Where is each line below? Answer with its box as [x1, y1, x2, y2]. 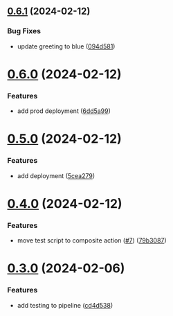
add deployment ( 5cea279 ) [17, 171, 95, 179]
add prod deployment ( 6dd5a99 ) [17, 107, 111, 115]
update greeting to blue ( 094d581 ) [17, 42, 116, 51]
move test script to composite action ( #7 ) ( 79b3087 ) [17, 236, 167, 245]
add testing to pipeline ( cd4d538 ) [17, 301, 113, 309]
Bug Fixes [7, 26, 42, 36]
